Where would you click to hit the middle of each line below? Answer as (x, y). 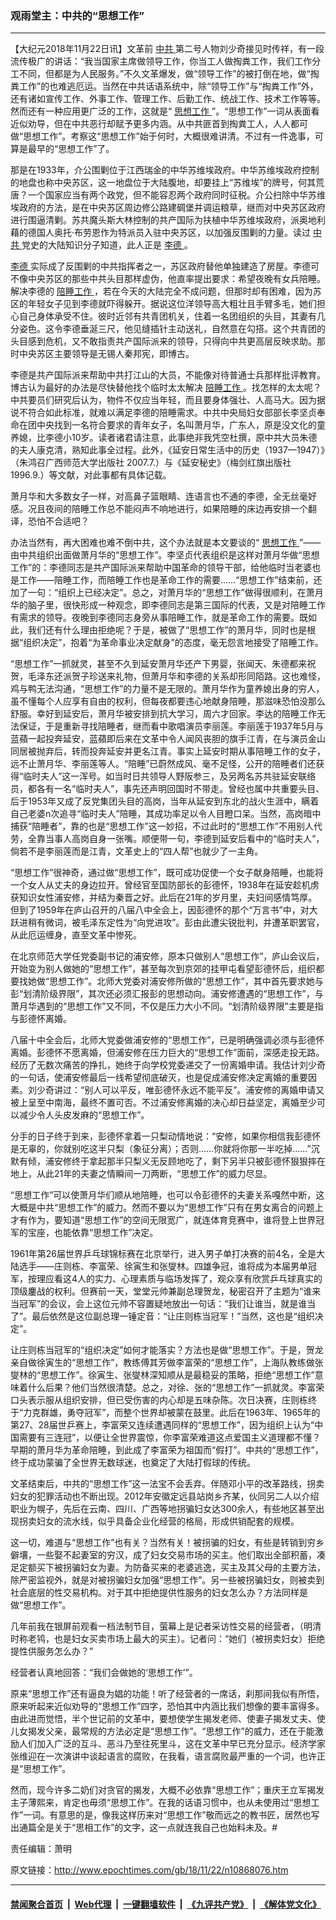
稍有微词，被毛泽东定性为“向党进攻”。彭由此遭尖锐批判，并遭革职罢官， (176, 923)
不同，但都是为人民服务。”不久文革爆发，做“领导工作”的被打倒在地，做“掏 (169, 74)
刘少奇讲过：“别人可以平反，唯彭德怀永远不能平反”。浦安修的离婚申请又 (176, 1090)
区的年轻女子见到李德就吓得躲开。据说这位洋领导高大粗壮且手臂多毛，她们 (163, 304)
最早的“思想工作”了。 (71, 149)
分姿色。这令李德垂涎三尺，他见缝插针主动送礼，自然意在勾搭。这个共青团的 (168, 329)
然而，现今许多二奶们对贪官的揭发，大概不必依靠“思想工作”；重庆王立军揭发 (167, 1790)
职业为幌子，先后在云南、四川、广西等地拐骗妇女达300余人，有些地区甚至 (163, 1509)
